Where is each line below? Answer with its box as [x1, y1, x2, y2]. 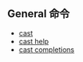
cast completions [18, 45, 75, 54]
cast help [18, 36, 49, 46]
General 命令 [7, 7, 70, 21]
